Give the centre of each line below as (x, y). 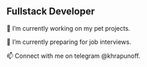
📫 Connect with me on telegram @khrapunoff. (73, 56)
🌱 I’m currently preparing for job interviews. (69, 42)
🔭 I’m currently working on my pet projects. (68, 28)
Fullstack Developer (51, 12)
